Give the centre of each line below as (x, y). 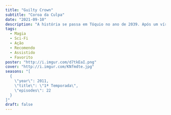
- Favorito (21, 57)
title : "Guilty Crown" (29, 10)
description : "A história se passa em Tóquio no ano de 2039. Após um (82, 24)
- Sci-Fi (19, 39)
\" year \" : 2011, (32, 81)
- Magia (18, 34)
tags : (11, 29)
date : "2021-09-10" (26, 19)
